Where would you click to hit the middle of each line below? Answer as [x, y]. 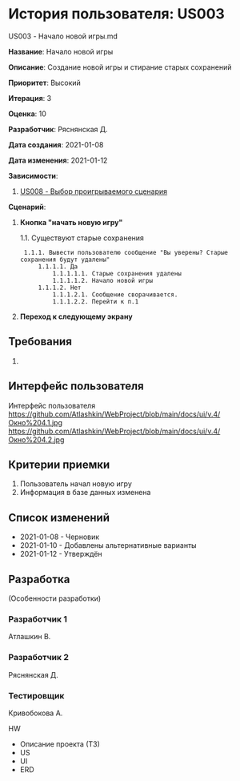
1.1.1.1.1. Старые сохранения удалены [117, 273]
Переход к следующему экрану [76, 316]
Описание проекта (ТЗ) [60, 744]
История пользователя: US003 [117, 14]
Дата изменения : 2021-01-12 [58, 160]
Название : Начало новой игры [61, 51]
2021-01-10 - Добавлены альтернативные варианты [108, 545]
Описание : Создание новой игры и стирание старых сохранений [120, 67]
